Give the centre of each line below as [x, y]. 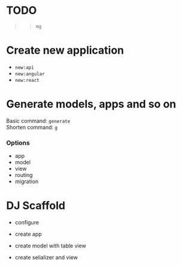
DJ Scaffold [36, 206]
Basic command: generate [38, 120]
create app [28, 234]
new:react [27, 80]
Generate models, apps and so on [91, 104]
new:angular [30, 74]
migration [27, 182]
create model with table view [51, 246]
